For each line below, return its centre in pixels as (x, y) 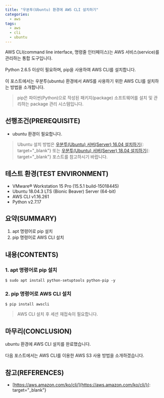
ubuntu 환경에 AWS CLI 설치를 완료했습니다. (48, 344)
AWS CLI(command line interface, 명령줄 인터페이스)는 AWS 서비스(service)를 (82, 52)
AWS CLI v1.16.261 (31, 196)
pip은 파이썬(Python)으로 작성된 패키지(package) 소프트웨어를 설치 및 (85, 97)
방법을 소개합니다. (27, 87)
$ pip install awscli (27, 305)
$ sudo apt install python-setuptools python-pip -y (60, 280)
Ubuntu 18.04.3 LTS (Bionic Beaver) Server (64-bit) (64, 191)
